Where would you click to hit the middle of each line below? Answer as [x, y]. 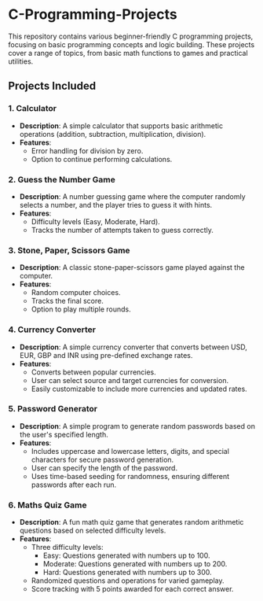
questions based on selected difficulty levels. [93, 531]
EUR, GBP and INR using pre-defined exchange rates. [106, 355]
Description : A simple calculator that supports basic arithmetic [121, 125]
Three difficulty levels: [67, 548]
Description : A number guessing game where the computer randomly [132, 196]
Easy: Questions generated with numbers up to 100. [126, 555]
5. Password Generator [53, 409]
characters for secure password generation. [102, 459]
